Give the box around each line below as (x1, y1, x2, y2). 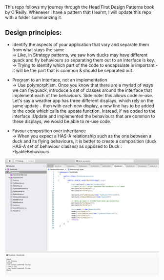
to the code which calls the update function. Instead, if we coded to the (12, 108, 156, 114)
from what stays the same (12, 46, 65, 53)
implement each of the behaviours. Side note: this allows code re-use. (12, 92, 153, 98)
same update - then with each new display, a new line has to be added (12, 102, 154, 109)
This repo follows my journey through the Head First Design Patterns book (5, 4, 155, 10)
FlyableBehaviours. (12, 148, 51, 154)
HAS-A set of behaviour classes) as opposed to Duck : (12, 143, 122, 149)
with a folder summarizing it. (5, 15, 62, 20)
